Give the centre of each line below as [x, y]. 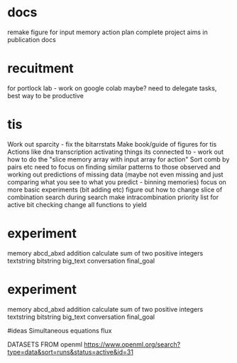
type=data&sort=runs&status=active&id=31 [70, 352]
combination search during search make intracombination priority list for [113, 197]
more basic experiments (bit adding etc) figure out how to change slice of [115, 189]
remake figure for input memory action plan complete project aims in [108, 32]
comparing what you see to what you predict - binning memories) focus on [117, 181]
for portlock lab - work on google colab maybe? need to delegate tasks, [112, 88]
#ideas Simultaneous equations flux [60, 330]
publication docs [32, 39]
